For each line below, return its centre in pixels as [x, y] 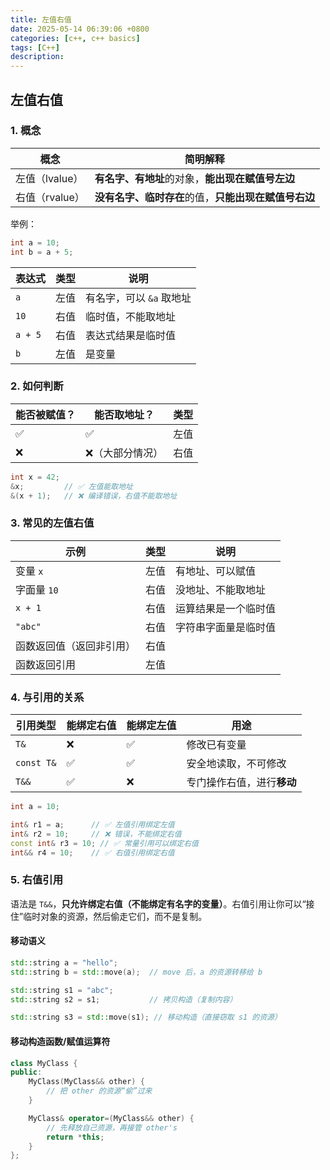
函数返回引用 [46, 664]
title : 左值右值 [41, 19]
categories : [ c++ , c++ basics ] [75, 38]
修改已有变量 [216, 745]
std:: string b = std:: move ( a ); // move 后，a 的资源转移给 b [136, 972]
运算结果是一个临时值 [226, 608]
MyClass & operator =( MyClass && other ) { [111, 1118]
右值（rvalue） [50, 197]
